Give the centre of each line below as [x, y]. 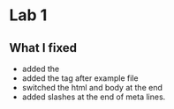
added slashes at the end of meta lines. [94, 97]
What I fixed [43, 48]
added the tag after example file [80, 78]
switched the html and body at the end [92, 87]
